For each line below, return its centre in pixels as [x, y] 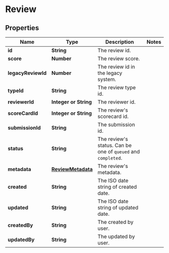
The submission [116, 124]
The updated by [116, 236]
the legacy [110, 73]
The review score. [118, 59]
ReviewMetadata [72, 169]
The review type [116, 88]
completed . [110, 158]
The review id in [116, 67]
